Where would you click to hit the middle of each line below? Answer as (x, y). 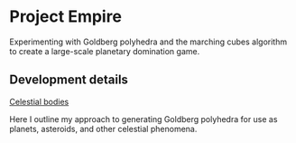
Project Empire (65, 17)
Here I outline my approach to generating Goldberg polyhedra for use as (143, 119)
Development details (69, 80)
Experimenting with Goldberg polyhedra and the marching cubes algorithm (148, 42)
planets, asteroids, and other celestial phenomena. (103, 129)
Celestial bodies (39, 101)
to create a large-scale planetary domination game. (105, 51)
